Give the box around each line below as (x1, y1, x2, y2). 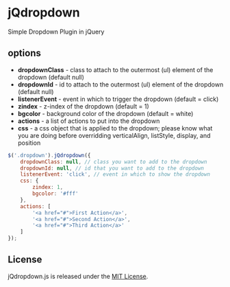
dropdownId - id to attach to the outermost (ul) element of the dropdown (17, 80, 224, 89)
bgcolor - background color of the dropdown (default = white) (17, 109, 194, 117)
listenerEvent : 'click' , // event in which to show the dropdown (20, 171, 211, 178)
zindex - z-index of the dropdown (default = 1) (17, 102, 149, 111)
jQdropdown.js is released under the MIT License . (8, 272, 149, 280)
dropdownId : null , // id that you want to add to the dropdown (20, 165, 205, 172)
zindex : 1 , (32, 184, 64, 191)
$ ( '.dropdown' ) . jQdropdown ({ (8, 152, 91, 159)
